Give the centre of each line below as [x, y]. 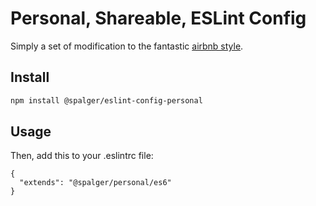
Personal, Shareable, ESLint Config [158, 18]
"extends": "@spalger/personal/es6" [95, 183]
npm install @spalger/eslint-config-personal [106, 100]
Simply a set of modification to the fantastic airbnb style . [127, 46]
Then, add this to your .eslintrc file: [82, 156]
